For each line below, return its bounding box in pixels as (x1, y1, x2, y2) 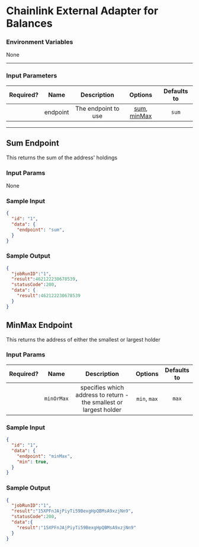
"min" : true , (17, 459, 49, 465)
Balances (6, 17, 53, 30)
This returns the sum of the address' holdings (6, 154, 117, 161)
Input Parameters (6, 72, 57, 80)
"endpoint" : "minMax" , (17, 453, 73, 459)
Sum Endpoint (6, 138, 59, 149)
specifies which (80, 383, 124, 391)
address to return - (75, 391, 129, 399)
